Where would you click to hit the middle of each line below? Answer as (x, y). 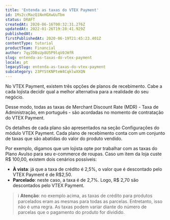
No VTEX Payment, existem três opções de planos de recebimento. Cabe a (84, 86)
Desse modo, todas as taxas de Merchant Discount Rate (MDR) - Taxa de (82, 107)
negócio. (15, 97)
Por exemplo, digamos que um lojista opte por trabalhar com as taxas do (81, 148)
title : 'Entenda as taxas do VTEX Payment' (52, 10)
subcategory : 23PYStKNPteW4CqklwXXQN (45, 72)
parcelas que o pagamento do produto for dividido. (71, 212)
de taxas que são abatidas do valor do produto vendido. (64, 139)
